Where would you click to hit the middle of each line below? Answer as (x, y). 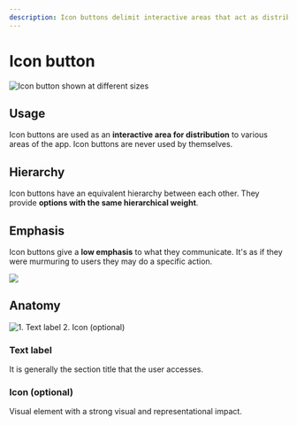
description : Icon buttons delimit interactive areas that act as (134, 17)
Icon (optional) (41, 392)
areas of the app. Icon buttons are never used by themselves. (121, 144)
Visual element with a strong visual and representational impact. (126, 412)
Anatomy (35, 306)
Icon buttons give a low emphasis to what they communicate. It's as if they (146, 252)
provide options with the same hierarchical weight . (104, 203)
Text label (31, 350)
